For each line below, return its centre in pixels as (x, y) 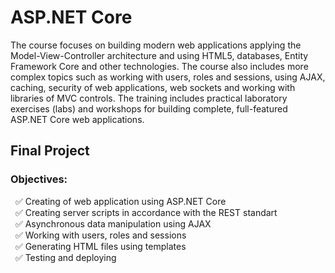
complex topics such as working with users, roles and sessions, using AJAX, (168, 77)
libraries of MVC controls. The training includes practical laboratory (149, 98)
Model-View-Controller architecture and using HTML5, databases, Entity (159, 55)
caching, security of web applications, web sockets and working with (153, 87)
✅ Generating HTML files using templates (100, 246)
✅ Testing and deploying (65, 257)
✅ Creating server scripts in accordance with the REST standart (146, 212)
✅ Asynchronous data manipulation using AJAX (113, 223)
